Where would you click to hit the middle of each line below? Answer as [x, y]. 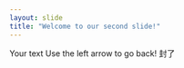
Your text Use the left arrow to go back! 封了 [92, 53]
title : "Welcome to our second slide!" [85, 26]
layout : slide [36, 18]
